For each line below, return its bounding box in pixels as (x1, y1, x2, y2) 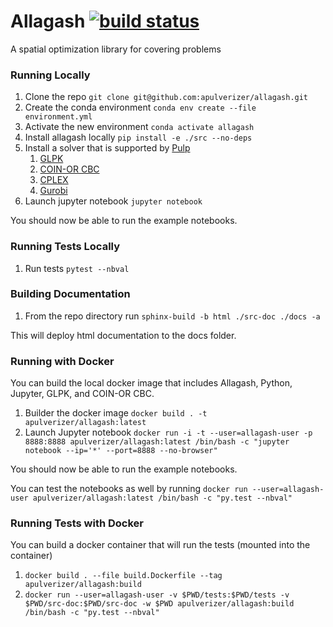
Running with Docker (10, 354, 115, 368)
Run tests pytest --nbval (24, 262, 130, 274)
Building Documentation (10, 287, 131, 301)
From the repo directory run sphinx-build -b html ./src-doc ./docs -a (24, 310, 321, 322)
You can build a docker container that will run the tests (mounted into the (10, 539, 311, 551)
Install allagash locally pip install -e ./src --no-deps (24, 131, 253, 144)
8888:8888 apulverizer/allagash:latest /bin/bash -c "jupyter (24, 437, 290, 447)
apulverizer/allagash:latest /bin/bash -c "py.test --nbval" (32, 493, 293, 504)
